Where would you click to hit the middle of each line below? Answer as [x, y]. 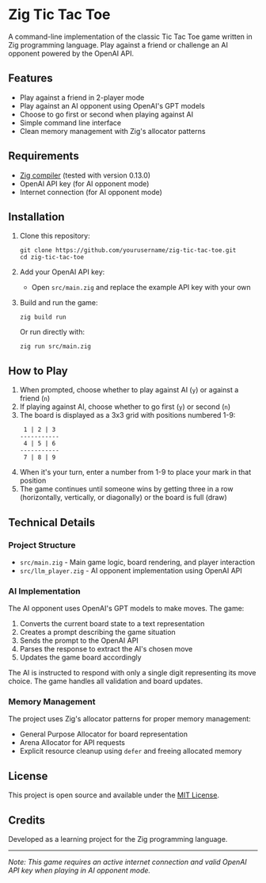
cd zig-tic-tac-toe [52, 258]
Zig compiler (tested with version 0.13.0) [85, 175]
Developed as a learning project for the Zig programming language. [118, 839]
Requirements [44, 156]
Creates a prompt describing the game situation [97, 633]
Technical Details [52, 522]
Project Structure [42, 545]
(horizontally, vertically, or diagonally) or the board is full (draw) [123, 498]
